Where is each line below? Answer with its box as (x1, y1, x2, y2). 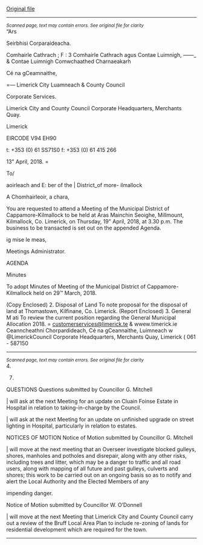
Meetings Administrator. (6, 248, 66, 255)
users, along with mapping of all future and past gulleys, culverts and (6, 465, 178, 472)
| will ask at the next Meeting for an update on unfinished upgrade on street (6, 416, 195, 423)
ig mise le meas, (6, 236, 47, 243)
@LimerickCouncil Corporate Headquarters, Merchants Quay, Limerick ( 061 (6, 333, 196, 340)
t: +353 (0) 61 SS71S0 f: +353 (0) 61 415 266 (6, 147, 117, 153)
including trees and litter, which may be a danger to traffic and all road (6, 458, 181, 466)
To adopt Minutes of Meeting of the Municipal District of (6, 283, 146, 290)
